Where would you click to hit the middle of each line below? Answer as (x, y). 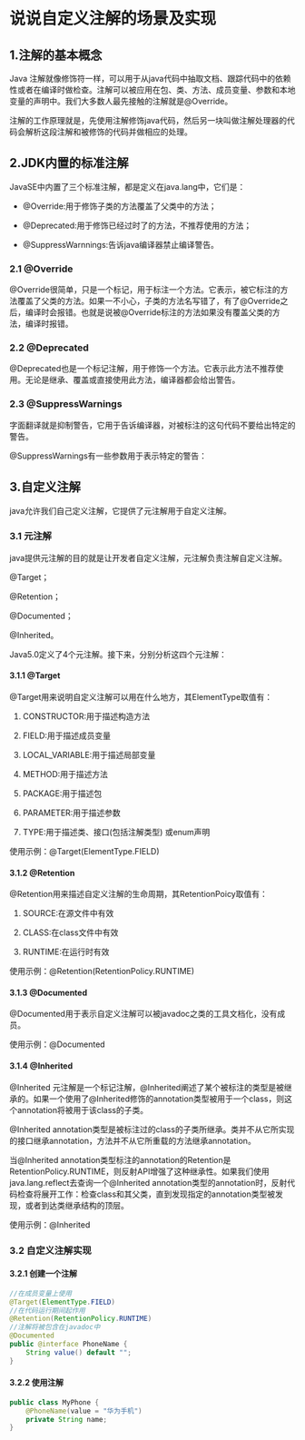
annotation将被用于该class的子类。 (82, 1110)
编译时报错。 (49, 324)
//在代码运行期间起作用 (48, 1310)
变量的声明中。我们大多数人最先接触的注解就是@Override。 (121, 101)
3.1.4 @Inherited (41, 1066)
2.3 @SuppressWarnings (66, 404)
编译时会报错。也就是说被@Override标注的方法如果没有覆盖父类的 (149, 312)
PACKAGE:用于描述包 (62, 794)
